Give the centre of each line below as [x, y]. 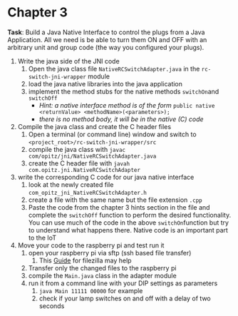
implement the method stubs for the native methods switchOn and [124, 91]
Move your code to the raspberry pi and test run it [91, 245]
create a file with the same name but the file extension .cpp [115, 200]
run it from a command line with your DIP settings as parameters [123, 283]
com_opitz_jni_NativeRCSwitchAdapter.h [88, 193]
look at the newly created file [71, 184]
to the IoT [42, 238]
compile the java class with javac [77, 149]
